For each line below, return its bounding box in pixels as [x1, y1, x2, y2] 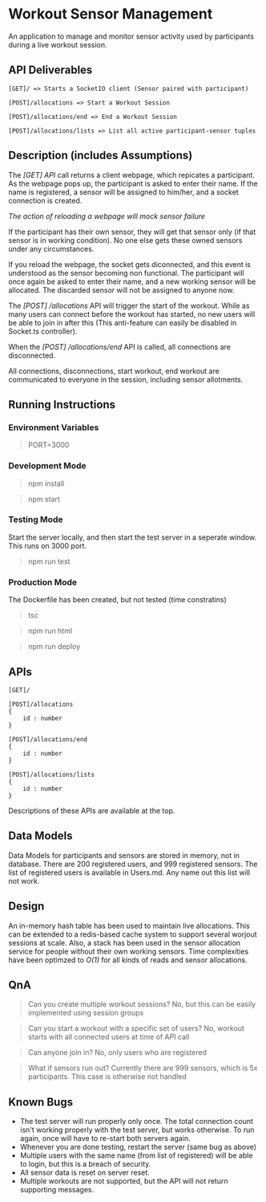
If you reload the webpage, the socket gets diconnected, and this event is [8, 259, 251, 269]
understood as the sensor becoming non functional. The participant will [8, 268, 244, 277]
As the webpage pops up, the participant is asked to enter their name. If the [8, 178, 258, 188]
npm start [27, 494, 60, 503]
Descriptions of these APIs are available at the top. [8, 806, 175, 815]
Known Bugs [8, 1095, 74, 1109]
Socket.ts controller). [8, 326, 78, 336]
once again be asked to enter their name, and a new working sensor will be [8, 277, 256, 286]
